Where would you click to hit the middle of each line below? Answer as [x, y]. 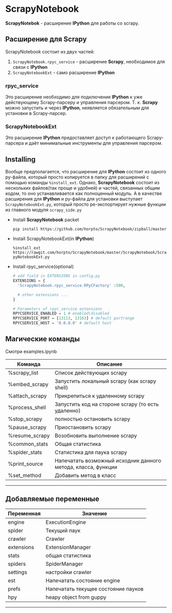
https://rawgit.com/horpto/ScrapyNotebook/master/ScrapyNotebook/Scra [90, 253]
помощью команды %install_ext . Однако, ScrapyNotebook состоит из [82, 183]
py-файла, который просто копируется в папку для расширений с [77, 177]
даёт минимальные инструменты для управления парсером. [96, 143]
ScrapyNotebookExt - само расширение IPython [64, 72]
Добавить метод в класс [85, 475]
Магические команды [43, 339]
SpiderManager [64, 564]
